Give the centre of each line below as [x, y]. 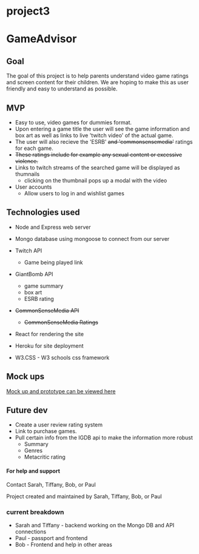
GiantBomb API [34, 274]
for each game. [34, 148]
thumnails [27, 174]
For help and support [33, 471]
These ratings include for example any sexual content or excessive [99, 155]
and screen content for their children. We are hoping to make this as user [98, 83]
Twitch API [29, 251]
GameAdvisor [42, 39]
